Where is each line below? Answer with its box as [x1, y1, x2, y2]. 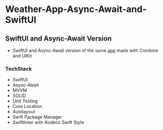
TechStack [5, 65, 32, 72]
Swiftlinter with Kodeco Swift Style [12, 119, 85, 125]
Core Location [12, 103, 42, 109]
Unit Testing [12, 98, 38, 104]
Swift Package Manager [12, 114, 62, 120]
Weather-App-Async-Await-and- [5, 4, 147, 15]
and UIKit [12, 53, 32, 59]
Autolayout [12, 109, 35, 115]
